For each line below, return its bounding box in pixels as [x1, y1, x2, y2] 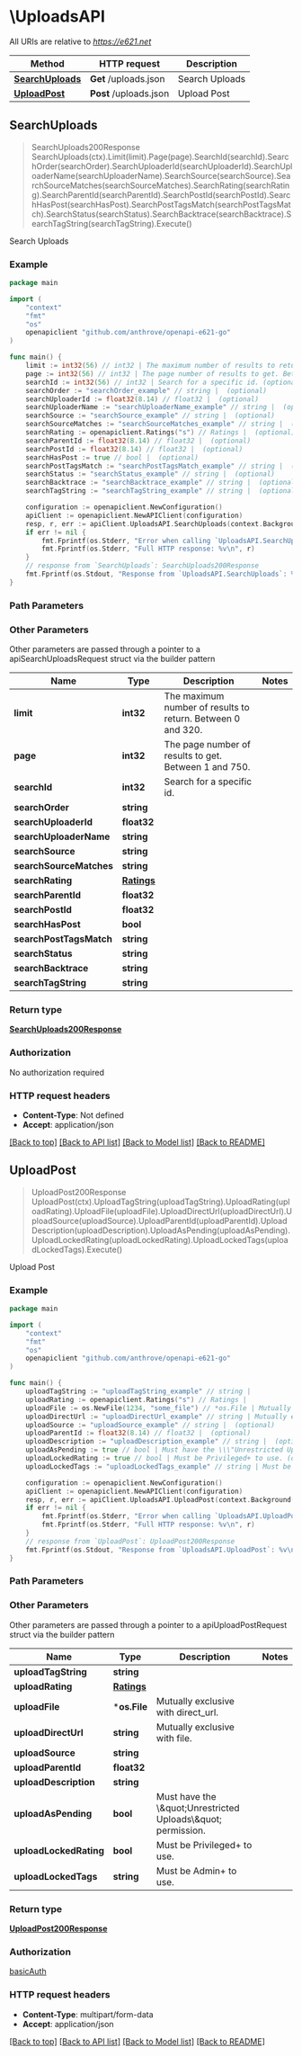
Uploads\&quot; [155, 1812, 222, 1825]
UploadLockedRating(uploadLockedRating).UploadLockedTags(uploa [31, 1234, 289, 1245]
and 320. [164, 724, 203, 737]
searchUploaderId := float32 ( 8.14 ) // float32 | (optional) [25, 394, 259, 404]
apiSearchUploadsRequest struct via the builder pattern [9, 654, 216, 665]
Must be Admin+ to [155, 1864, 237, 1877]
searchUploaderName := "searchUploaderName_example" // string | [25, 403, 276, 412]
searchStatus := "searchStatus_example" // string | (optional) [25, 469, 276, 478]
